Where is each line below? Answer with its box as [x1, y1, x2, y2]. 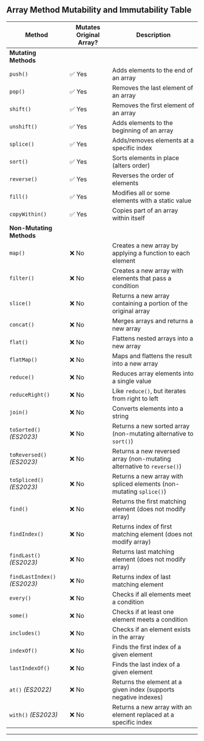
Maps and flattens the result [112, 352, 192, 360]
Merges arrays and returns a [112, 316, 193, 325]
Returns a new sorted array [112, 422, 190, 430]
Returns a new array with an [112, 703, 192, 711]
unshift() [9, 123, 38, 130]
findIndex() [9, 530, 44, 537]
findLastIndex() [9, 573, 56, 580]
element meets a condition [112, 615, 188, 623]
